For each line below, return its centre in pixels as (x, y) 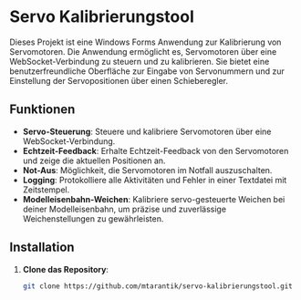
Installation (42, 248)
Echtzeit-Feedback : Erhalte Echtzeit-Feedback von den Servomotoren (156, 150)
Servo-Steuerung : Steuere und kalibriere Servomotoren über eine (147, 131)
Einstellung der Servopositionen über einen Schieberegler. (119, 80)
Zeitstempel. (46, 190)
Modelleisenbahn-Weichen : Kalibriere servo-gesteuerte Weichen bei (154, 199)
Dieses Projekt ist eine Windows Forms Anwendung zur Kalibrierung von (145, 42)
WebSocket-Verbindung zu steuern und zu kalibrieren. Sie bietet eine (140, 61)
